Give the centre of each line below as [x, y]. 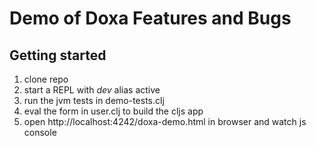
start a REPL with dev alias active [92, 90]
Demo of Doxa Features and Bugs [150, 18]
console [40, 132]
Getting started [58, 55]
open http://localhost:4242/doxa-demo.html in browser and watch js [165, 121]
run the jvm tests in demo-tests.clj [94, 100]
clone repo [46, 79]
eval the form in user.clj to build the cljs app [113, 111]
